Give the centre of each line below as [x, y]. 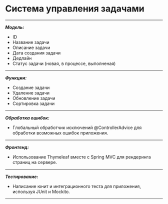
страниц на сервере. [35, 162]
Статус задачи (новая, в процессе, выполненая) [64, 63]
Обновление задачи [34, 98]
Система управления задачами [75, 9]
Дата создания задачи [36, 52]
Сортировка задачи [33, 103]
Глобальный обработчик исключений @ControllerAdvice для [77, 127]
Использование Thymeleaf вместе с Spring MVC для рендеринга [81, 157]
